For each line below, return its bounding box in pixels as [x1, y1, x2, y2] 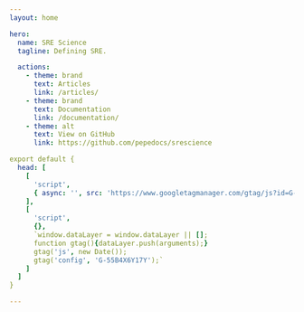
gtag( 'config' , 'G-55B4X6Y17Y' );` [33, 255, 165, 265]
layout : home [9, 13, 59, 23]
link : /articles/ [33, 88, 100, 97]
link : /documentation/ [33, 113, 119, 122]
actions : [17, 62, 51, 72]
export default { [9, 155, 75, 164]
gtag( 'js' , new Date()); [33, 247, 128, 256]
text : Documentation [33, 105, 111, 114]
